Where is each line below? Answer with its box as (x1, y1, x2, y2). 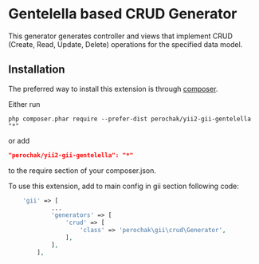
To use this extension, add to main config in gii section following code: (8, 181, 239, 191)
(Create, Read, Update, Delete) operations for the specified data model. (8, 39, 243, 49)
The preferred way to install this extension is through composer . (8, 84, 218, 93)
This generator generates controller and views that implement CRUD (8, 31, 233, 41)
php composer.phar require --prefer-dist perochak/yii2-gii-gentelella (8, 115, 251, 123)
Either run (8, 99, 41, 108)
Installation (8, 63, 65, 77)
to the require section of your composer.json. (8, 165, 157, 175)
